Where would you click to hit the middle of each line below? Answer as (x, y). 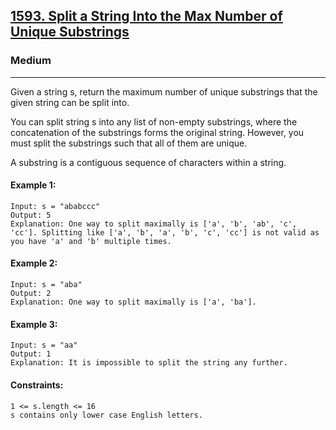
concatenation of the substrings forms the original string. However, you (157, 132)
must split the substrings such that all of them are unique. (129, 143)
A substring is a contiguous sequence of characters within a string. (148, 162)
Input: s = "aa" (44, 345)
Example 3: (34, 324)
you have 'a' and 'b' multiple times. (91, 241)
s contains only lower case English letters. (106, 415)
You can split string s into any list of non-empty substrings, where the (154, 121)
